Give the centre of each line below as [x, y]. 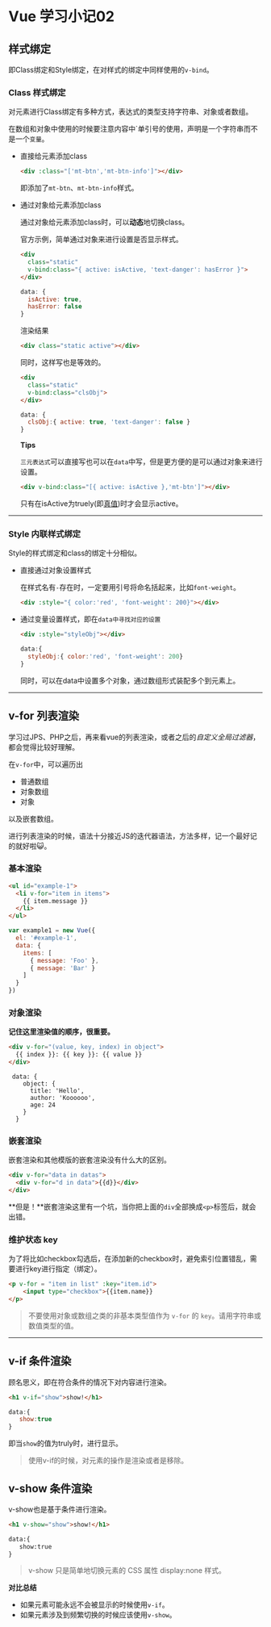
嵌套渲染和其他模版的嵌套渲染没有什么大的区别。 [90, 1160]
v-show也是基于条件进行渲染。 [60, 1509]
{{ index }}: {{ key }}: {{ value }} [79, 1055]
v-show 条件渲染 [50, 1489]
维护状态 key [33, 1240]
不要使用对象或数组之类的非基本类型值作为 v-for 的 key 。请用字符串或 [144, 1315]
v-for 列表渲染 [44, 716]
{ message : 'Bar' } [62, 968]
